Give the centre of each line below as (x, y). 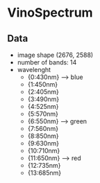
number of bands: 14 (47, 62)
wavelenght (34, 70)
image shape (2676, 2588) (55, 55)
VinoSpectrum (50, 13)
